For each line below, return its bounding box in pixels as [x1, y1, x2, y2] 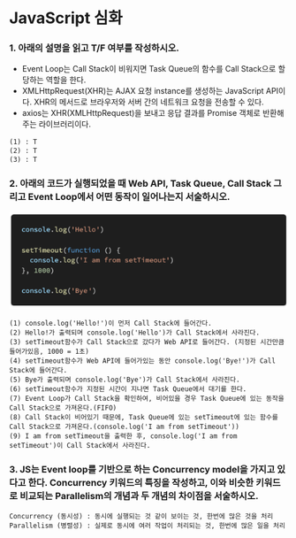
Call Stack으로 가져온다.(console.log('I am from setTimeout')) [9, 422, 240, 432]
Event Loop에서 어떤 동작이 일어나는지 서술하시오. [27, 191, 231, 204]
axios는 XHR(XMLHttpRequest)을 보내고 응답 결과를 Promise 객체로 [21, 108, 261, 119]
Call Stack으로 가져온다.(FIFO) [9, 403, 118, 412]
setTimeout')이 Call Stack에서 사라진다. [9, 442, 151, 450]
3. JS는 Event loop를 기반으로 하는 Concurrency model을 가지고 [9, 464, 276, 475]
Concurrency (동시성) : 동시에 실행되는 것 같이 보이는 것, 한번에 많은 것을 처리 [9, 512, 274, 521]
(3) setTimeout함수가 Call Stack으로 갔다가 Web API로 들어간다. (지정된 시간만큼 [9, 338, 285, 347]
